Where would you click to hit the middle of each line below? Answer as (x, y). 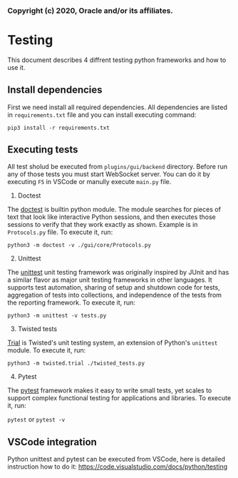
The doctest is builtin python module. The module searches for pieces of (114, 210)
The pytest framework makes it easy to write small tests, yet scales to (110, 390)
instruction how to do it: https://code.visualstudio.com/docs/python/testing (118, 467)
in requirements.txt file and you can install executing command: (102, 115)
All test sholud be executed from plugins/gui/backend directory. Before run (118, 167)
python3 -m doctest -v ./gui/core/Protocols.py (79, 245)
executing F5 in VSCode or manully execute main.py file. (89, 182)
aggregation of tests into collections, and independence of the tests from (115, 295)
